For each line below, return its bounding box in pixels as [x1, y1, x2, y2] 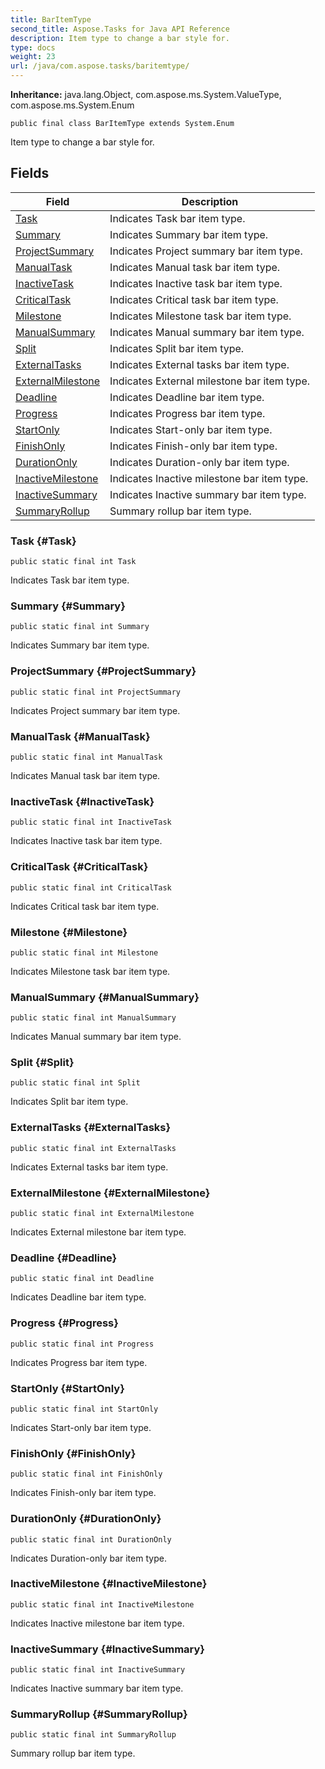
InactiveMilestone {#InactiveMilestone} [10, 1577, 208, 1591]
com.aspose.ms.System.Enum [10, 99, 135, 111]
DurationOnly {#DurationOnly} [10, 1512, 162, 1526]
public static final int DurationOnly [10, 1534, 172, 1545]
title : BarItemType [10, 14, 92, 25]
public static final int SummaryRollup [10, 1730, 177, 1740]
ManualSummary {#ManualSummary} [10, 990, 200, 1004]
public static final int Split [10, 1078, 141, 1088]
